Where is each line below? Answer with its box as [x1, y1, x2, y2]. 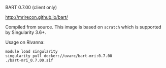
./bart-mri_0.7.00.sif [5, 58, 53, 63]
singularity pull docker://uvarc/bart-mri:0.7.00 [5, 53, 113, 58]
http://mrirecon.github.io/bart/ [5, 14, 69, 20]
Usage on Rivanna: [5, 39, 45, 45]
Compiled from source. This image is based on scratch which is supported [5, 24, 161, 30]
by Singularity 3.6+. [5, 29, 47, 35]
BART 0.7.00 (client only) [5, 5, 57, 10]
